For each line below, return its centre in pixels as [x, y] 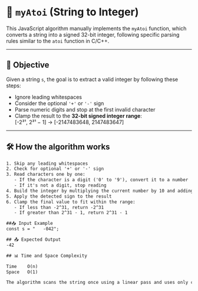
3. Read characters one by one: [46, 174]
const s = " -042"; [33, 229]
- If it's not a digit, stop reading [60, 185]
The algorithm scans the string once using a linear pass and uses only [97, 283]
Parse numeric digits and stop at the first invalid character [85, 109]
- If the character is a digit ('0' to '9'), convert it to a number [101, 180]
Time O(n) [22, 266]
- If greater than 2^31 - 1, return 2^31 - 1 [71, 213]
